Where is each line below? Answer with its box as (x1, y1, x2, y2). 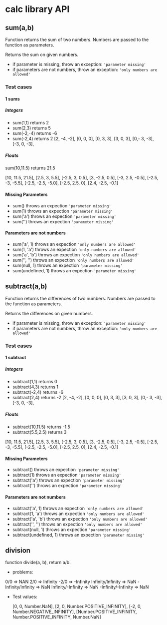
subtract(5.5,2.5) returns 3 (12, 429, 67, 435)
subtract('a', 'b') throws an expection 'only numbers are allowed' (12, 516, 148, 522)
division (5, 546, 31, 555)
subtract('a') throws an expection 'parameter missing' (12, 477, 125, 483)
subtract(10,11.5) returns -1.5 (12, 424, 71, 430)
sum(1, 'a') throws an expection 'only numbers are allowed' (12, 246, 136, 252)
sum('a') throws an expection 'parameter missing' (12, 213, 116, 219)
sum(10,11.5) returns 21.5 (5, 165, 56, 171)
